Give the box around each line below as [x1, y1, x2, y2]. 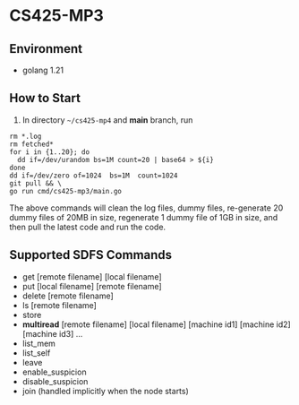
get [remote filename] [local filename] [21, 271, 162, 282]
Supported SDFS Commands [9, 247, 173, 263]
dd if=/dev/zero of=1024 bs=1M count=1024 [9, 171, 178, 180]
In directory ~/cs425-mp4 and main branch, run [21, 114, 193, 125]
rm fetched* [9, 140, 54, 149]
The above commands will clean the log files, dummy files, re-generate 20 [9, 202, 284, 213]
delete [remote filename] [21, 290, 114, 301]
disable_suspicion [21, 375, 89, 386]
